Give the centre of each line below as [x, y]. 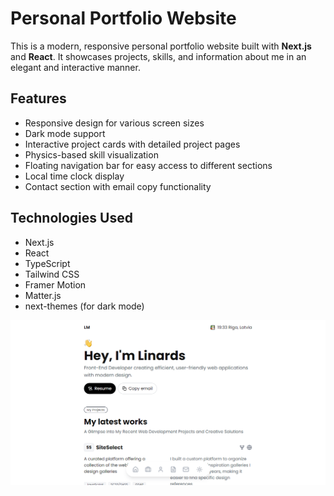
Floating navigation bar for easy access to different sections [148, 165]
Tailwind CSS [52, 274]
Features [38, 98]
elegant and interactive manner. [75, 67]
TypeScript [47, 263]
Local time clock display [74, 176]
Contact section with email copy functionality [118, 186]
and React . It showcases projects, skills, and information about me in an [158, 56]
